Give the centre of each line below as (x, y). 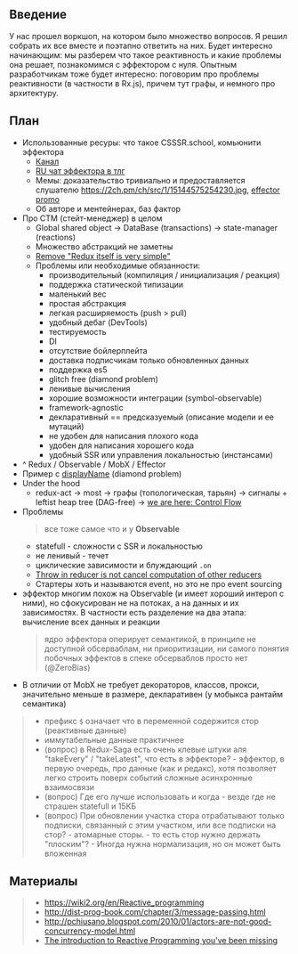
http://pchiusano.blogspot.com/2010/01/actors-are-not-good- (158, 922)
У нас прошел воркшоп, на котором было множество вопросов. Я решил (148, 36)
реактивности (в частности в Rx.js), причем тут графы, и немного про (142, 83)
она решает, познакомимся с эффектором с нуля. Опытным (123, 64)
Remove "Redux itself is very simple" (103, 256)
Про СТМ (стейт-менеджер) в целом (92, 218)
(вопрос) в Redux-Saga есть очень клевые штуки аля (145, 749)
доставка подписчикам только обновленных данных (149, 360)
